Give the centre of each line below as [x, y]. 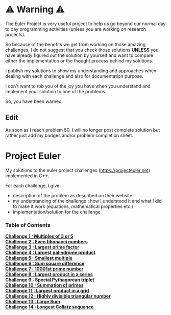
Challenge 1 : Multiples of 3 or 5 [39, 236]
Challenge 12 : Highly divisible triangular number [58, 296]
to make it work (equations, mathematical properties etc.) [73, 206]
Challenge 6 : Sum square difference [45, 263]
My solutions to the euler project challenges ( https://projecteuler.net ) [78, 170]
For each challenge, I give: [33, 185]
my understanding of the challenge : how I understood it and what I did [87, 201]
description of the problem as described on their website [72, 195]
